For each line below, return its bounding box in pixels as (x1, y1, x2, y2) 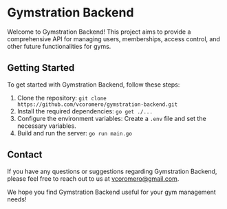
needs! (7, 195, 27, 203)
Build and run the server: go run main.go (17, 129, 133, 137)
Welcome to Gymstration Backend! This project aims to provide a (7, 27, 191, 36)
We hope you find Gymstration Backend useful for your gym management (7, 188, 217, 196)
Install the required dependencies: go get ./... (17, 107, 153, 115)
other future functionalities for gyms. (7, 42, 111, 50)
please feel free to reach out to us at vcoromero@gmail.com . (7, 174, 180, 183)
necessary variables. (17, 122, 77, 130)
